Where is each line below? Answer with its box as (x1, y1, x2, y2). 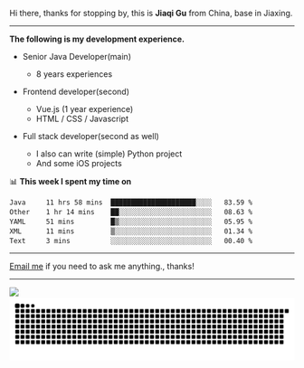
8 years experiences (35, 69, 113, 80)
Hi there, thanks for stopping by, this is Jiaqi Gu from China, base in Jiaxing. (9, 8, 293, 18)
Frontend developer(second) (22, 86, 129, 97)
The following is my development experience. (9, 33, 185, 44)
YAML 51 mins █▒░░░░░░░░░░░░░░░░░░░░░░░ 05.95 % (9, 217, 253, 226)
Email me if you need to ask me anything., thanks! (9, 261, 195, 272)
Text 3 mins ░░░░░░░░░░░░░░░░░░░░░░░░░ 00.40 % (9, 236, 253, 245)
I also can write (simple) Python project (35, 148, 183, 159)
